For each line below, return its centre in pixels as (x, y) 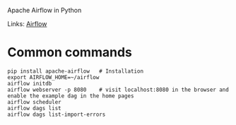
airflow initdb (30, 83)
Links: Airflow (27, 24)
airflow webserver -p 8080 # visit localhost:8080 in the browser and (118, 90)
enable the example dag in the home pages (71, 96)
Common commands (70, 53)
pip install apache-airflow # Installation (75, 71)
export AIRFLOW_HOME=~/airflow (53, 77)
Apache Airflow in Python (45, 10)
